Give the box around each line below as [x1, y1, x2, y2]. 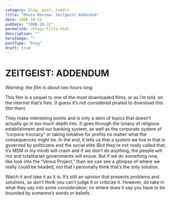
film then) [5, 105, 26, 111]
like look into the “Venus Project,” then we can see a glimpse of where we [5, 158, 160, 164]
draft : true [5, 45, 31, 51]
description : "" [5, 31, 40, 36]
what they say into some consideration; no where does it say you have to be [5, 184, 165, 190]
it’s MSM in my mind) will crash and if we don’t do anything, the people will [5, 147, 162, 154]
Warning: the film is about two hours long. [5, 84, 94, 90]
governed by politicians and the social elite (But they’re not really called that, [5, 142, 166, 148]
